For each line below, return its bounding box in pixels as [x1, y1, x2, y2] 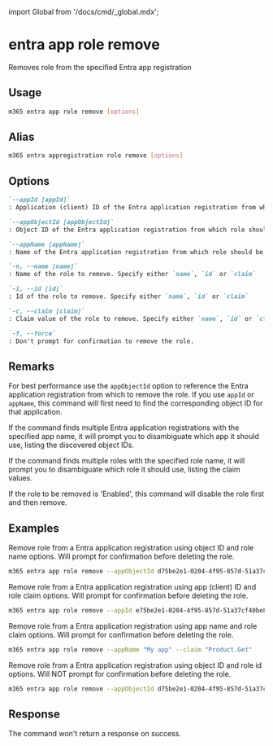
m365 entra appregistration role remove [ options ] [8, 151, 184, 160]
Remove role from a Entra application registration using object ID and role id [8, 660, 262, 670]
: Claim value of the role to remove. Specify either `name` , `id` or [8, 314, 253, 323]
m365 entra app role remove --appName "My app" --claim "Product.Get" [8, 645, 253, 654]
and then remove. [8, 498, 67, 507]
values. [8, 473, 32, 483]
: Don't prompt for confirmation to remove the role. [8, 337, 195, 345]
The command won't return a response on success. [8, 729, 181, 739]
